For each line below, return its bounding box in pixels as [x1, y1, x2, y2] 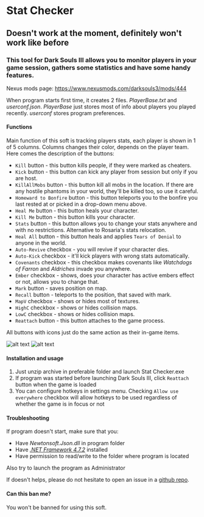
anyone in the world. [15, 239, 67, 247]
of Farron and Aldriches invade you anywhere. [15, 266, 132, 273]
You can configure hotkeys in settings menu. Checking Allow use [15, 387, 178, 395]
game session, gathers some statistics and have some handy [6, 63, 191, 72]
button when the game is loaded [15, 381, 96, 389]
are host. [15, 175, 38, 182]
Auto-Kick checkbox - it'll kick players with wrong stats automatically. [15, 252, 190, 259]
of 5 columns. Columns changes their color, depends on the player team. [6, 144, 189, 151]
